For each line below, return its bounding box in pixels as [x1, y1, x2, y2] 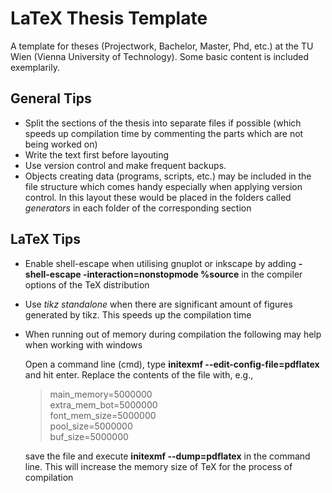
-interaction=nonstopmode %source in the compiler [82, 268, 303, 280]
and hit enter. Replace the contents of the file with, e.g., [24, 368, 254, 381]
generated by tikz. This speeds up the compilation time [24, 308, 252, 321]
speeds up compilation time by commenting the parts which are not [24, 127, 304, 139]
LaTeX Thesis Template [10, 7, 208, 30]
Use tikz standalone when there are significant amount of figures [24, 298, 293, 310]
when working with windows [24, 338, 143, 351]
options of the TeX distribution [24, 278, 150, 291]
